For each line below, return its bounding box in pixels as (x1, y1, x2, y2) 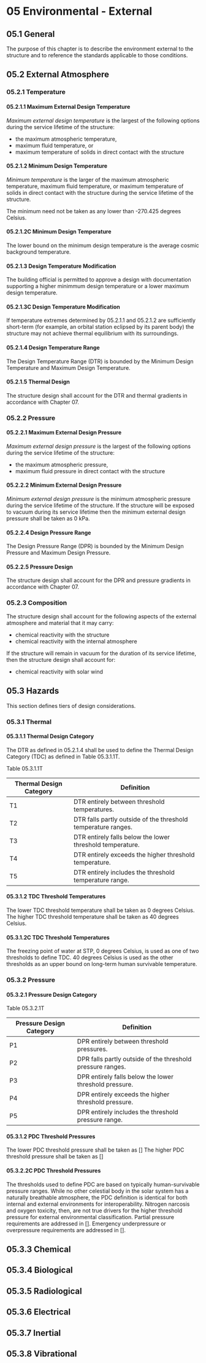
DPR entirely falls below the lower (77, 1072, 174, 1081)
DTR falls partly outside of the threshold (73, 815, 188, 823)
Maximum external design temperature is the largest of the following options (6, 117, 200, 124)
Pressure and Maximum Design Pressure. (6, 549, 111, 557)
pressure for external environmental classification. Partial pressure (6, 1213, 175, 1220)
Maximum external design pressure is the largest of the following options (6, 442, 191, 450)
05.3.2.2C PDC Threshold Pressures (6, 1167, 101, 1174)
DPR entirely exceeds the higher (77, 1090, 170, 1099)
